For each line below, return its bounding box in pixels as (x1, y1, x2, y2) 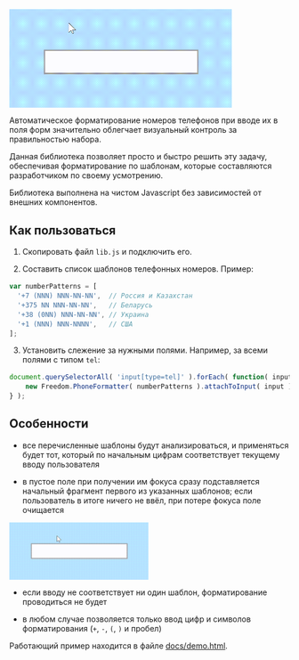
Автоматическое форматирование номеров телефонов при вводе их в (9, 115, 279, 126)
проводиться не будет (21, 596, 108, 607)
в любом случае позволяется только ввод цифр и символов (21, 614, 252, 624)
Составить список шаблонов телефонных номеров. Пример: (21, 264, 254, 274)
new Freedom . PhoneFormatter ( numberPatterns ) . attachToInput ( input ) (25, 382, 293, 391)
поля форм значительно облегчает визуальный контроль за (9, 125, 238, 135)
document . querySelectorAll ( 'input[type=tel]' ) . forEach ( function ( (9, 373, 269, 382)
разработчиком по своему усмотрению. (9, 170, 164, 181)
